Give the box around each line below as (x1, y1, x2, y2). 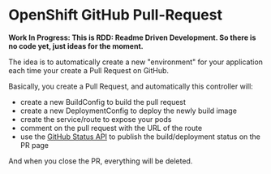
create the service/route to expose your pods (19, 114, 172, 124)
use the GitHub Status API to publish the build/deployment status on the (19, 132, 261, 141)
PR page (19, 140, 49, 150)
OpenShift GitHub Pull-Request (8, 6, 223, 24)
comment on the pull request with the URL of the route (19, 123, 203, 133)
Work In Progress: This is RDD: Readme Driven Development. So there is (8, 33, 256, 42)
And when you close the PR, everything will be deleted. (8, 156, 193, 166)
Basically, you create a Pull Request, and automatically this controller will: (8, 81, 253, 91)
